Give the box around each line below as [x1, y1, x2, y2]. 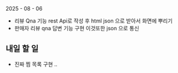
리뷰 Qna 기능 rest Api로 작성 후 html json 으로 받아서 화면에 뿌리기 [14, 17, 173, 24]
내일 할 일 [5, 44, 39, 54]
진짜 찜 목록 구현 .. [14, 61, 58, 68]
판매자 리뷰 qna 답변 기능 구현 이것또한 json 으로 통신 [14, 25, 140, 31]
